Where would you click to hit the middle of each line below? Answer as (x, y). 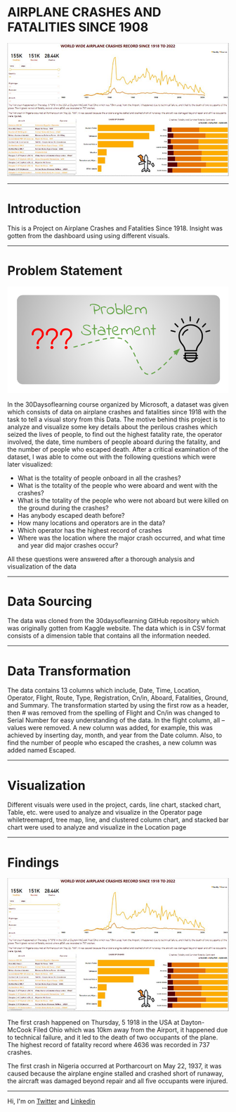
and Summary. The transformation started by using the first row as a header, (118, 705)
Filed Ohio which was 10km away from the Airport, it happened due (131, 1030)
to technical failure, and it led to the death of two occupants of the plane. (113, 1037)
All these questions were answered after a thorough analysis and (101, 559)
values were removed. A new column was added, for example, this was (110, 728)
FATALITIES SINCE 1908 (78, 27)
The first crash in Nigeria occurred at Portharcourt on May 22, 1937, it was (114, 1066)
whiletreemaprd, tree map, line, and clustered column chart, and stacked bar (118, 820)
